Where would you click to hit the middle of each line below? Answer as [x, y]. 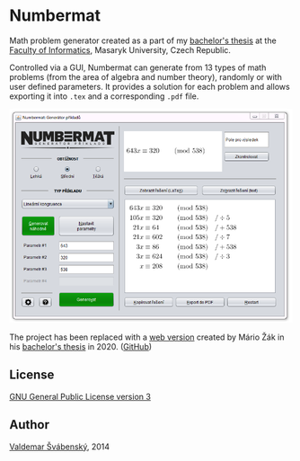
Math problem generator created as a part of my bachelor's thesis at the [143, 40]
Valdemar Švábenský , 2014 [60, 447]
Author [29, 425]
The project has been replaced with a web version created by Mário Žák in [147, 337]
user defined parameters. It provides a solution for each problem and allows [150, 86]
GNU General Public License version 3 [80, 396]
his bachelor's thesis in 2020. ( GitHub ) [81, 346]
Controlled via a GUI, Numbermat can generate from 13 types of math [138, 67]
